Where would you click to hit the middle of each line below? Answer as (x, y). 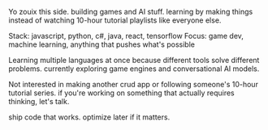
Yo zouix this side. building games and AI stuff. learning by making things (131, 12)
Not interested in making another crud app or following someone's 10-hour (133, 84)
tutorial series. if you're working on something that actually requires (121, 93)
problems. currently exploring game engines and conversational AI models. (134, 69)
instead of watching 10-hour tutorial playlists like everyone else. (115, 20)
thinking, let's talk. (39, 101)
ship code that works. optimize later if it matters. (89, 117)
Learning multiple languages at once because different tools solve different (134, 60)
